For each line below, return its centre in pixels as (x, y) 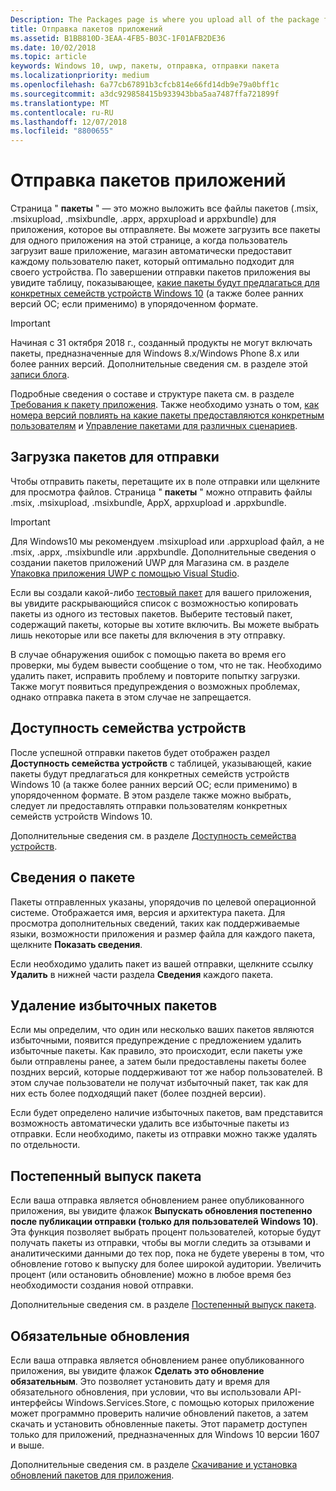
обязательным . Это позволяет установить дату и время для (140, 1381)
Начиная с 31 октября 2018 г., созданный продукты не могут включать (161, 343)
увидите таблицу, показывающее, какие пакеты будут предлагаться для (165, 283)
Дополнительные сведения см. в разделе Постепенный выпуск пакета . (163, 1305)
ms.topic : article (48, 57)
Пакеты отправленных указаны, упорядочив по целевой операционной (163, 902)
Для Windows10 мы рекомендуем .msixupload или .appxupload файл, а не (167, 541)
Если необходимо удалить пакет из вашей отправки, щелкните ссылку (162, 963)
